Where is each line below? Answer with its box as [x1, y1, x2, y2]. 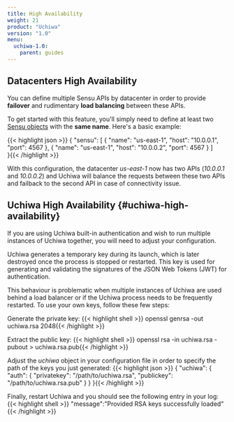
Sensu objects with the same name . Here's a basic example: [7, 122, 182, 130]
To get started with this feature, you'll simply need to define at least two [7, 115, 214, 123]
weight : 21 [7, 17, 39, 24]
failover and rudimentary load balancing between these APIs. [7, 101, 186, 109]
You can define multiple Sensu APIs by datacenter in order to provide [7, 94, 206, 102]
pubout [7, 342, 28, 351]
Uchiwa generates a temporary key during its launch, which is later [7, 250, 200, 258]
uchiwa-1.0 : [13, 43, 49, 50]
